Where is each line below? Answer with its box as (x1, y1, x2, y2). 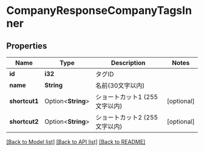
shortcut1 (9, 97, 39, 105)
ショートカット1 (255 (95, 93, 158, 101)
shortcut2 (9, 118, 39, 126)
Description (110, 59, 146, 67)
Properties (6, 41, 47, 51)
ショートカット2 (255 (95, 113, 158, 121)
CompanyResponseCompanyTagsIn (6, 4, 192, 18)
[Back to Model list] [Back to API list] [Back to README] (6, 138, 146, 146)
